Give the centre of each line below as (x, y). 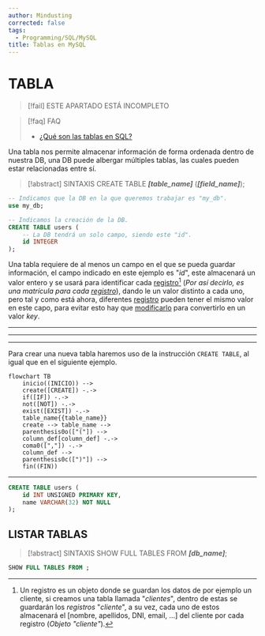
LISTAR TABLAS (48, 534)
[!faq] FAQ (44, 121)
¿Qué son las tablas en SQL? (86, 137)
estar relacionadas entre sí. (52, 169)
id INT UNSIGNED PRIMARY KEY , (72, 495)
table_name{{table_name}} (65, 418)
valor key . (24, 316)
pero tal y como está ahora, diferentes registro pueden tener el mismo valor (131, 299)
